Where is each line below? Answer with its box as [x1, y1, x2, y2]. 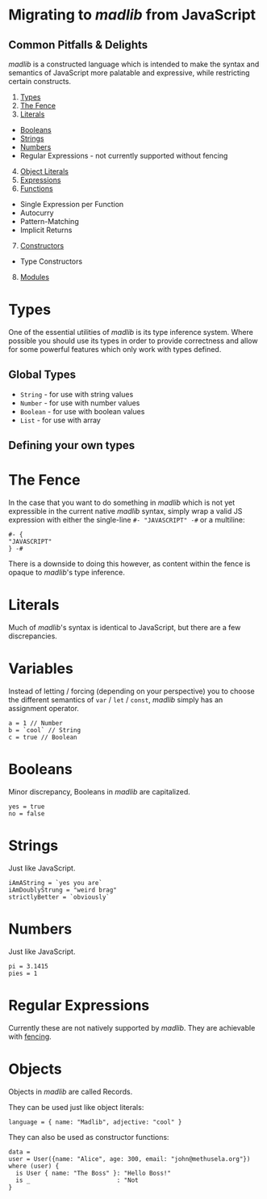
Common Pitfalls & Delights [8, 38, 148, 52]
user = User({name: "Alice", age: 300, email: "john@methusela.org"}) [8, 1155, 251, 1163]
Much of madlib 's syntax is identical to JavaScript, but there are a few [8, 623, 241, 633]
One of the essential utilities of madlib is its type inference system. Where [8, 327, 254, 337]
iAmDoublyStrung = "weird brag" [8, 886, 117, 894]
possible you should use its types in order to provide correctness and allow [8, 336, 258, 345]
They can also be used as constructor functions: [8, 1132, 169, 1142]
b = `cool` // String [8, 726, 81, 734]
